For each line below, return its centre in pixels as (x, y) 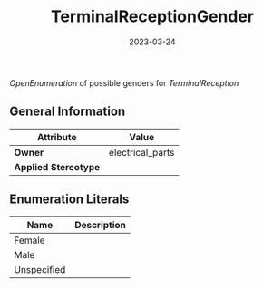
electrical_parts (141, 152)
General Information (68, 112)
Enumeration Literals (69, 200)
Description (100, 225)
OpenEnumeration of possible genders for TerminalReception (124, 82)
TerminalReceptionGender (152, 17)
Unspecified (40, 269)
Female (29, 240)
